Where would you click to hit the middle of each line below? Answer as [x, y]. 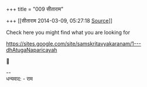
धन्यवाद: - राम [20, 79]
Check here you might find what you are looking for [68, 32]
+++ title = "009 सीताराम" [35, 9]
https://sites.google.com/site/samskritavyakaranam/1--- [74, 43]
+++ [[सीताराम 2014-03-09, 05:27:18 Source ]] [59, 21]
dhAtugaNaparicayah [32, 50]
